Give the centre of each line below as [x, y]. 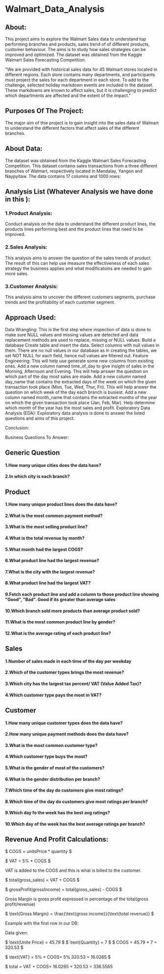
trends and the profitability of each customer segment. [60, 302]
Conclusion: [17, 428]
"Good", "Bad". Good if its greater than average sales [60, 600]
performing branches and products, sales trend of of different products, [78, 44]
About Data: [24, 149]
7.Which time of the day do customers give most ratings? [64, 790]
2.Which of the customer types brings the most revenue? [65, 672]
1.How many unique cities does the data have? [53, 465]
